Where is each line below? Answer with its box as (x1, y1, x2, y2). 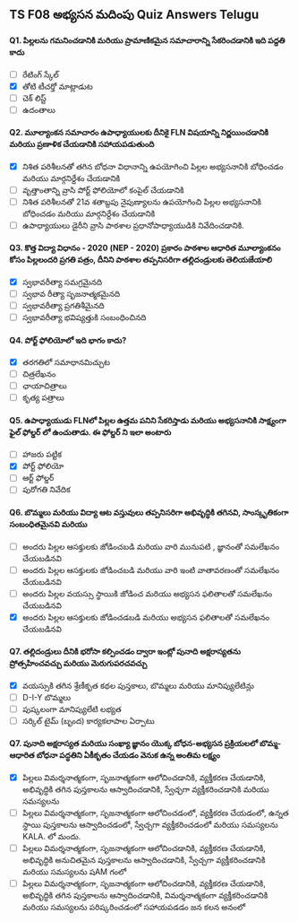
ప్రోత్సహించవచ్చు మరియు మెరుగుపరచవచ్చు (9, 658, 148, 669)
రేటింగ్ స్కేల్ (21, 69, 60, 80)
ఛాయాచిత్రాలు (21, 380, 67, 391)
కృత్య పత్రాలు (21, 392, 64, 403)
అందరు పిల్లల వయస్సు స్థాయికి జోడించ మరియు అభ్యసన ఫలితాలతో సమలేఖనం (21, 587, 273, 599)
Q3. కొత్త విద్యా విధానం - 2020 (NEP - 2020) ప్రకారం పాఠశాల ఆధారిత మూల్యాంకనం (9, 242, 281, 254)
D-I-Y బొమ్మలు (21, 691, 72, 702)
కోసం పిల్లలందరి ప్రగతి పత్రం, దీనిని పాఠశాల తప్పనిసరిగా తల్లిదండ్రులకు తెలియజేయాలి (9, 255, 273, 265)
